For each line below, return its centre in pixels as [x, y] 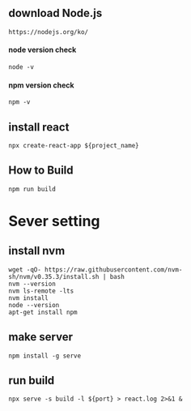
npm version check [41, 85]
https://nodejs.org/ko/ [49, 32]
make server [40, 337]
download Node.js [55, 13]
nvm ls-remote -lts [41, 291]
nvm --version [32, 284]
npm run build [32, 189]
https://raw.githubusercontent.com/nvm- [113, 270]
